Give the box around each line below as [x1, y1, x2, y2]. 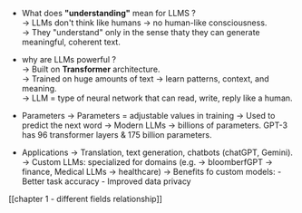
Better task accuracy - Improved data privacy [21, 176, 191, 187]
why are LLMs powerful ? [21, 54, 117, 64]
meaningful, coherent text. [21, 36, 122, 47]
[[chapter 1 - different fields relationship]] [8, 194, 162, 204]
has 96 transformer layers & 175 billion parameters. [21, 130, 212, 140]
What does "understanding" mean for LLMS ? [21, 8, 197, 18]
